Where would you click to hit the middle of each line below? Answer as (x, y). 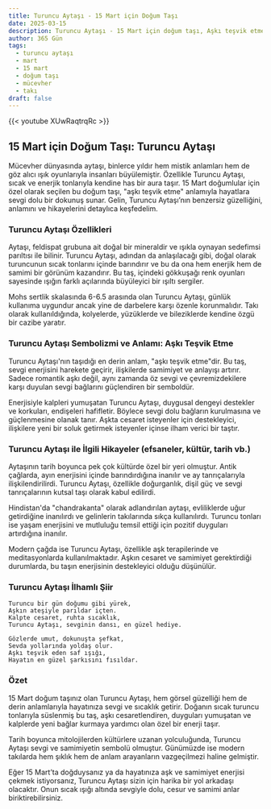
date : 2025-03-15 (38, 23)
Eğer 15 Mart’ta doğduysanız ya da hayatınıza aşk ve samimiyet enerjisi (126, 772)
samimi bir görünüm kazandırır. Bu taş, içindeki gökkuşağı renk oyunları (127, 273)
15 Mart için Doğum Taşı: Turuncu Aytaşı (112, 146)
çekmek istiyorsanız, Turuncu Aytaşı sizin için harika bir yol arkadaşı (121, 780)
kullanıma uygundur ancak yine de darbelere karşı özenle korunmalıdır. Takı (133, 305)
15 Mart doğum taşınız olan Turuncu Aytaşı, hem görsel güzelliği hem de (128, 698)
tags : (17, 46)
